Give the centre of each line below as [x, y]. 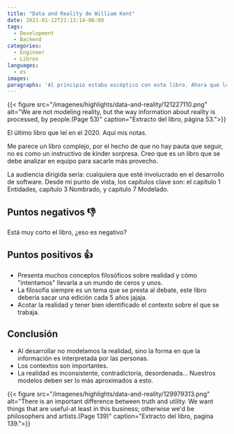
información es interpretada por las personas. [83, 358]
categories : [24, 46]
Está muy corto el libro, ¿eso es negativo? [67, 232]
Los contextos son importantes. [63, 365]
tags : [15, 26]
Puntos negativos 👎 [52, 212]
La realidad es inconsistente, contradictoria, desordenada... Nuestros [116, 373]
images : [18, 78]
